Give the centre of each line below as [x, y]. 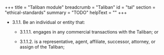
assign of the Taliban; [42, 47]
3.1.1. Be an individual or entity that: [49, 22]
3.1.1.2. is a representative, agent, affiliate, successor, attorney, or [87, 41]
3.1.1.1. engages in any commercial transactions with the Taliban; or [89, 32]
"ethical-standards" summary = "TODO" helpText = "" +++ [66, 12]
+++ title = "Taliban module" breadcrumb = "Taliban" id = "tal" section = [80, 7]
